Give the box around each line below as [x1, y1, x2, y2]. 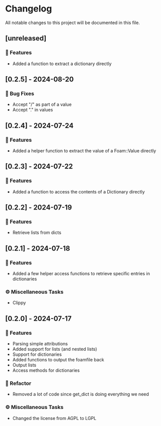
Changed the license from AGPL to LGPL [12, 415, 97, 421]
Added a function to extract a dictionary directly [12, 61, 112, 67]
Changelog [5, 3, 52, 15]
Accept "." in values [12, 107, 53, 113]
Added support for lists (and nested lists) [12, 346, 97, 352]
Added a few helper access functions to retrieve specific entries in [12, 271, 150, 277]
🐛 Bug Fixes [5, 90, 34, 97]
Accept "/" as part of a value [12, 101, 72, 108]
